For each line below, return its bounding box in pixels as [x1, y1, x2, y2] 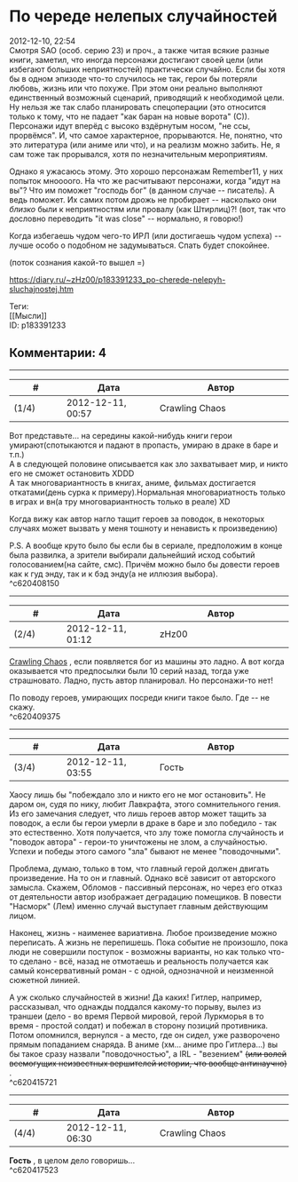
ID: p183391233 [9, 320, 67, 330]
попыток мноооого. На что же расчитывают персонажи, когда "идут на [9, 175, 281, 186]
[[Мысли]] [9, 310, 47, 321]
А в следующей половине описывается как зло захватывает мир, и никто [9, 458, 288, 469]
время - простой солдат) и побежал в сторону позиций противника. [9, 1019, 269, 1031]
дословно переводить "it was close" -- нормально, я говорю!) [9, 213, 244, 224]
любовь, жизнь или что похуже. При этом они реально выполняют [9, 83, 263, 93]
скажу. [9, 702, 35, 712]
